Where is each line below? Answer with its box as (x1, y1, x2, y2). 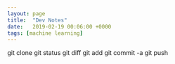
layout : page (7, 10, 46, 17)
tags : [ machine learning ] (7, 29, 83, 37)
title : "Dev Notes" (7, 17, 68, 24)
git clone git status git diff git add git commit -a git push (7, 49, 169, 57)
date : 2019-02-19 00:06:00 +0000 (7, 23, 112, 30)
